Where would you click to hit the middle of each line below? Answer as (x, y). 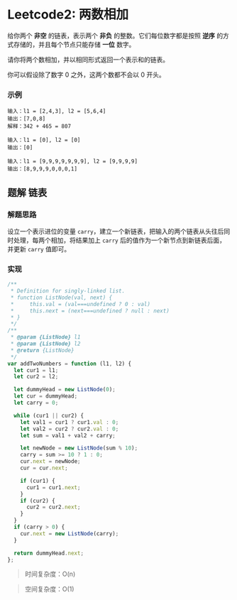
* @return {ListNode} (42, 350)
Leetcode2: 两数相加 (68, 15)
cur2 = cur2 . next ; (53, 507)
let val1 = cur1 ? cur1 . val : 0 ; (70, 422)
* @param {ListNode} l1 (45, 337)
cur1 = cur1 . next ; (53, 487)
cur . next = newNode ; (50, 462)
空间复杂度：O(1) (49, 589)
